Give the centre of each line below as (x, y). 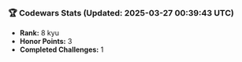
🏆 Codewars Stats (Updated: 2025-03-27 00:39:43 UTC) (121, 13)
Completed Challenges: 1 (61, 49)
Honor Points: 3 (46, 42)
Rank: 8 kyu (39, 33)
